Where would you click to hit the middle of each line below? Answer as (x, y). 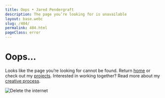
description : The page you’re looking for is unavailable (66, 14)
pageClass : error (23, 33)
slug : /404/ (17, 23)
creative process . (23, 81)
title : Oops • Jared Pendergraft (40, 10)
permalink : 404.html (26, 28)
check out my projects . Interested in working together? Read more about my (83, 76)
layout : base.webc (24, 19)
